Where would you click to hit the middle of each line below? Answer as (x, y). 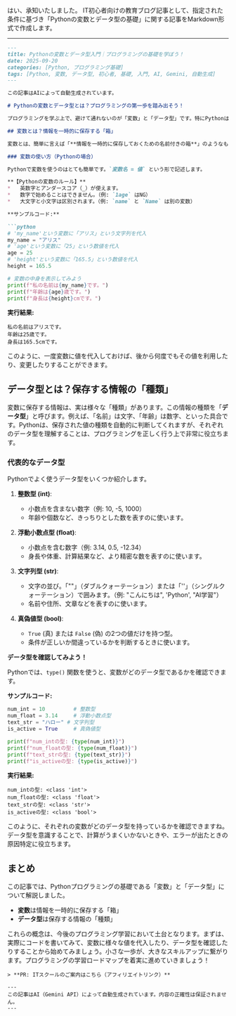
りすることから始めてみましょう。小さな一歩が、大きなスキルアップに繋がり (118, 951)
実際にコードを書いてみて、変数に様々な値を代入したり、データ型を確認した (118, 943)
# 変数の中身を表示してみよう (45, 279)
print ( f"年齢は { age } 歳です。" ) (49, 292)
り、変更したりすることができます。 (59, 365)
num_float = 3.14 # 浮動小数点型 (59, 716)
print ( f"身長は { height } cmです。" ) (54, 298)
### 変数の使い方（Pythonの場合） (52, 157)
